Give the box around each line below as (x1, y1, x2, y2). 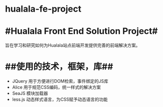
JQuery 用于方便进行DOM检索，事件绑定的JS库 (12, 78, 109, 84)
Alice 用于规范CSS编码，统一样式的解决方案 (12, 84, 101, 90)
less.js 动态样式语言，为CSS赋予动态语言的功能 (12, 96, 108, 103)
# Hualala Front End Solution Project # (5, 26, 158, 37)
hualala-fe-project (5, 3, 82, 15)
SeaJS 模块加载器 (12, 90, 48, 96)
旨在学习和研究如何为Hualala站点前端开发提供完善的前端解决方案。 (5, 42, 140, 48)
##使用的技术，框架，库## (5, 61, 114, 72)
